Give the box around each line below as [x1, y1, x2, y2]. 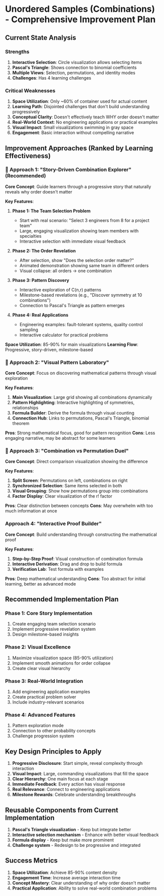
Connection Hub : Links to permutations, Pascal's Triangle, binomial [12, 415, 149, 421]
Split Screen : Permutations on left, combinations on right [12, 477, 128, 483]
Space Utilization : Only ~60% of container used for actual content [12, 98, 147, 104]
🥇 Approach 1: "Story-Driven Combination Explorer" [5, 166, 132, 173]
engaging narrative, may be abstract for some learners [5, 435, 116, 441]
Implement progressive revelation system [12, 626, 96, 632]
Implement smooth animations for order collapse [12, 660, 110, 666]
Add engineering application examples [12, 689, 90, 695]
